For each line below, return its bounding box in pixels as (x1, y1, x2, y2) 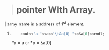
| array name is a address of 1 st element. (4, 20, 85, 27)
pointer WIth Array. (16, 4, 95, 15)
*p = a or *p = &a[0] (11, 40, 52, 46)
